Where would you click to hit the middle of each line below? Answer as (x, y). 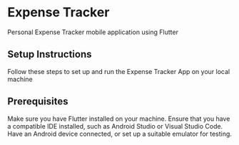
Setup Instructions (50, 54)
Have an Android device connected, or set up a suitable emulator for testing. (119, 134)
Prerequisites (38, 101)
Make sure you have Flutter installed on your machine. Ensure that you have (119, 119)
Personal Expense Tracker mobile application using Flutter (93, 32)
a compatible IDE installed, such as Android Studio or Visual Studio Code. (115, 126)
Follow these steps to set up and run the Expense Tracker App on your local (119, 71)
